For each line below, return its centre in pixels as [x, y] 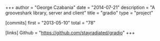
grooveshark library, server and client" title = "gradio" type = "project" [79, 13]
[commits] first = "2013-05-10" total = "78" [50, 23]
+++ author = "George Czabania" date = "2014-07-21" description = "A [80, 7]
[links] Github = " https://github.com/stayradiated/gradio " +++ [70, 33]
